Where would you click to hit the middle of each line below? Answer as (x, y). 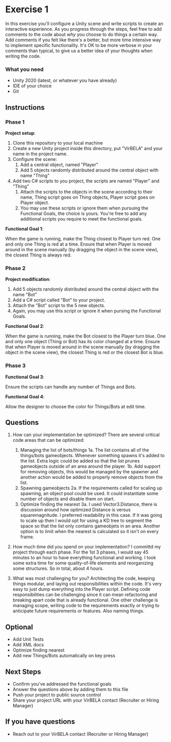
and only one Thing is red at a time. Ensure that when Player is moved (78, 244)
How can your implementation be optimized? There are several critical (86, 435)
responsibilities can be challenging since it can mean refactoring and (85, 595)
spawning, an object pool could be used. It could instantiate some (89, 493)
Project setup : (20, 133)
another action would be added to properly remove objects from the (91, 477)
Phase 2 (16, 268)
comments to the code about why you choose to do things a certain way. (82, 34)
